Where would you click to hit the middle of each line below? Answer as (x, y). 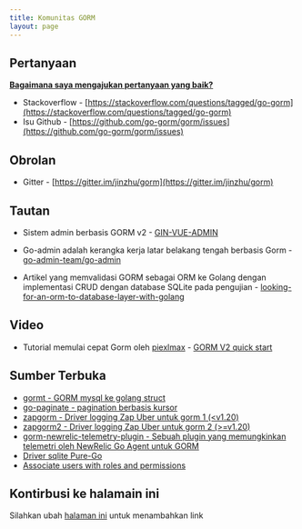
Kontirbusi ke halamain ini (85, 493)
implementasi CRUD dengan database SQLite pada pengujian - (141, 286)
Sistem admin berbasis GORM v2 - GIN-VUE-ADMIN (120, 232)
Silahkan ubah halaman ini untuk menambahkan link (106, 515)
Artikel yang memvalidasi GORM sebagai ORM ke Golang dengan (144, 277)
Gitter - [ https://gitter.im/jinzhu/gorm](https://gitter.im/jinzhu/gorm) (148, 182)
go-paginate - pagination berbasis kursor (100, 407)
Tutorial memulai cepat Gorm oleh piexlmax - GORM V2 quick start (147, 347)
